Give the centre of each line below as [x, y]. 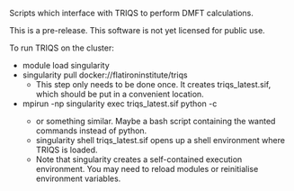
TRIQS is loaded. [67, 150]
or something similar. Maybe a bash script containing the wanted [156, 121]
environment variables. [78, 178]
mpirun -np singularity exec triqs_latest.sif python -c [120, 104]
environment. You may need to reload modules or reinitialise [147, 169]
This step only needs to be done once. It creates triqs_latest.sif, [153, 84]
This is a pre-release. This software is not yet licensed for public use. [137, 30]
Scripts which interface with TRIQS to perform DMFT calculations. [132, 13]
